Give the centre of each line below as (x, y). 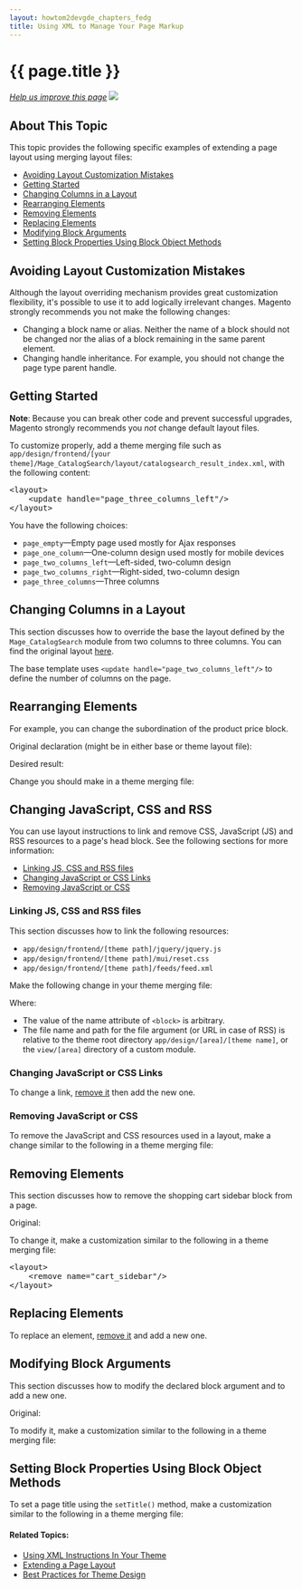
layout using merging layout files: (71, 157)
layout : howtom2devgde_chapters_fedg (80, 18)
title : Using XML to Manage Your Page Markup (96, 26)
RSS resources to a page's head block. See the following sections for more (149, 841)
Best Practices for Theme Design (84, 1574)
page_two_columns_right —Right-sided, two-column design (131, 571)
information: (32, 851)
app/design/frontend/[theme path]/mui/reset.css (116, 959)
